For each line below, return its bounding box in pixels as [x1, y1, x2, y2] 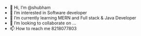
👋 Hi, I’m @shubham [9, 5, 51, 10]
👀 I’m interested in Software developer [9, 10, 87, 16]
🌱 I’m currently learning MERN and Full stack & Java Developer [9, 15, 137, 20]
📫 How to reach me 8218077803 [9, 26, 77, 31]
